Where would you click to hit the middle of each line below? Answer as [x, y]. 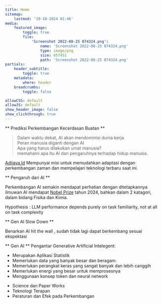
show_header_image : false [31, 110]
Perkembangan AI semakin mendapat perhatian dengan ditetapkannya [76, 187]
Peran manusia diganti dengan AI [51, 143]
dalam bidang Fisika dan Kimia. [37, 197]
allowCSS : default [24, 101]
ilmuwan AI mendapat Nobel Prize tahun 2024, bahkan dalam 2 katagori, [79, 192]
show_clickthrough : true [30, 114]
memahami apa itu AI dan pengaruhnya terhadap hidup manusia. [82, 153]
